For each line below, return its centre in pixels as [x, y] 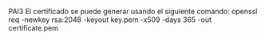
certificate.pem [33, 28]
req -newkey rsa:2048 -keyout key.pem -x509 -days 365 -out [110, 20]
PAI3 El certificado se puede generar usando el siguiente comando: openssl [133, 11]
